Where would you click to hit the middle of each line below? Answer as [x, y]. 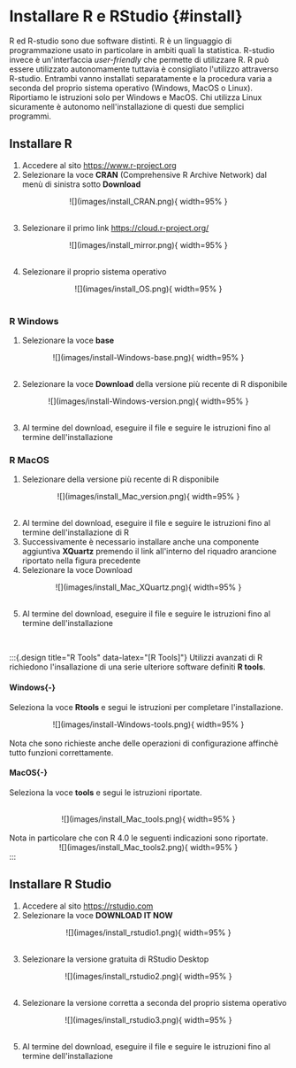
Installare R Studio [61, 884]
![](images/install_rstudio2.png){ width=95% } [148, 976]
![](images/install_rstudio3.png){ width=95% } [148, 1019]
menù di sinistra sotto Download [81, 184]
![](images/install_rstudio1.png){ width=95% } [148, 933]
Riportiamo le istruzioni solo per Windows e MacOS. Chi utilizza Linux [136, 97]
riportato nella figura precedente [81, 561]
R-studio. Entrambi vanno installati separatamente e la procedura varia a [140, 78]
